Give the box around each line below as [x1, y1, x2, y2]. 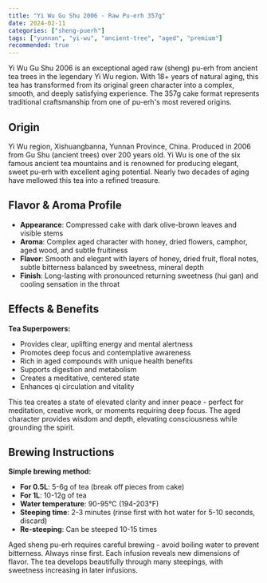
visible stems [19, 228, 64, 238]
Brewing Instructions [8, 445, 115, 459]
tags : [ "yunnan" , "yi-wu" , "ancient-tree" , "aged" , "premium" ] [8, 34, 223, 42]
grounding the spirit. [8, 422, 76, 432]
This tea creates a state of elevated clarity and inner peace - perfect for [8, 397, 244, 407]
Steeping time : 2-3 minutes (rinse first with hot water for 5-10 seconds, [19, 508, 255, 518]
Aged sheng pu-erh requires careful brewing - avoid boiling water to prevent [8, 540, 260, 549]
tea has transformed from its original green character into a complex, [8, 81, 235, 90]
